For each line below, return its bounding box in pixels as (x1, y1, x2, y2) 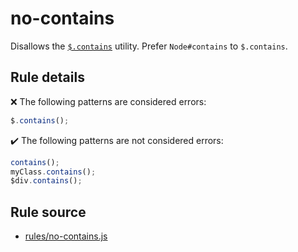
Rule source (10, 203, 87, 221)
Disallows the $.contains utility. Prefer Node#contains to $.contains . (10, 40, 288, 52)
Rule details (10, 69, 85, 86)
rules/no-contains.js (24, 230, 108, 242)
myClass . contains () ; (10, 167, 97, 177)
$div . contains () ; (10, 176, 83, 186)
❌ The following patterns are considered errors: (10, 95, 207, 107)
